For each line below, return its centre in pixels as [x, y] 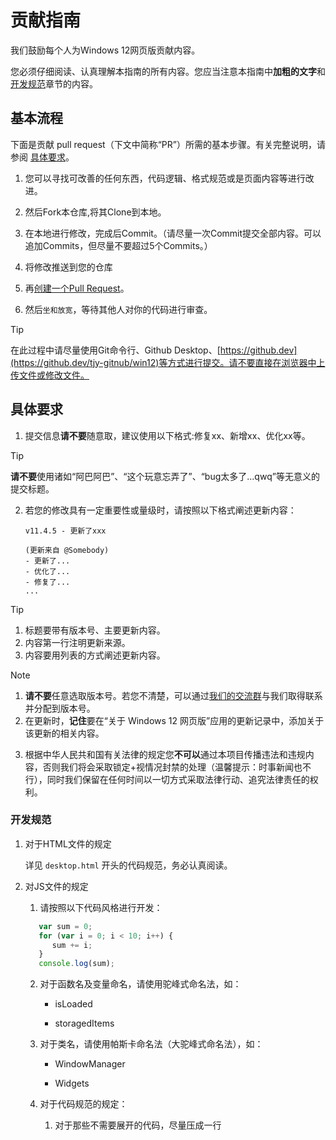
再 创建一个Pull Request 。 [77, 288]
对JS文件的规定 [56, 886]
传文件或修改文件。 [50, 375]
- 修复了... [47, 582]
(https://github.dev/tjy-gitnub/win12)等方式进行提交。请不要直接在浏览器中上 [168, 362]
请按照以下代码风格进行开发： [101, 907]
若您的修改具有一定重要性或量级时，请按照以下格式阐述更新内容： [160, 510]
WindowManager [90, 1064]
